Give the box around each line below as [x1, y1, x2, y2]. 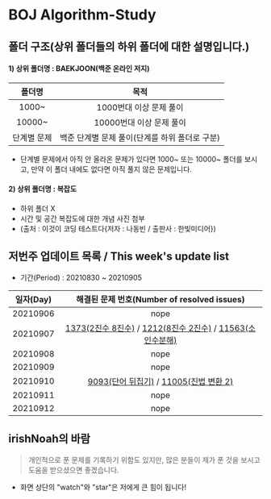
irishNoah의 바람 [8, 432, 91, 446]
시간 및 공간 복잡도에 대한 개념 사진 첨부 [19, 214, 145, 223]
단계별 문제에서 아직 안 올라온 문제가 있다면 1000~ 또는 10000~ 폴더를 [19, 154, 244, 164]
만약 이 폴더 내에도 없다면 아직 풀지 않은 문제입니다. [31, 164, 192, 174]
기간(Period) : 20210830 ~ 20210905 [19, 272, 143, 282]
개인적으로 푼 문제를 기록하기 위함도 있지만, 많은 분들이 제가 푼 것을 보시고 [27, 455, 261, 464]
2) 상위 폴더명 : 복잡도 [8, 184, 77, 194]
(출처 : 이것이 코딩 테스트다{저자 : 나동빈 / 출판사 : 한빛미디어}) [19, 223, 216, 233]
